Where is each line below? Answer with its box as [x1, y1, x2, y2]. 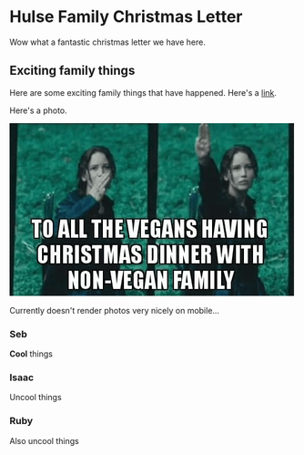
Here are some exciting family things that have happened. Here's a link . [9, 87, 278, 98]
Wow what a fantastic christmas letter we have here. [9, 36, 207, 47]
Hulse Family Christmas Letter [9, 6, 243, 27]
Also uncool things [9, 435, 79, 446]
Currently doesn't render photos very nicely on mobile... [9, 305, 220, 315]
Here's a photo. [9, 105, 68, 116]
